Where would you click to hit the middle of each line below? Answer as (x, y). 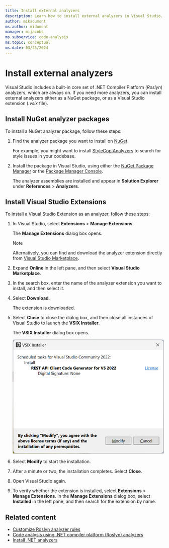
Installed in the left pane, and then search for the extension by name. (84, 501)
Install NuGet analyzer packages (57, 119)
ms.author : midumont (27, 27)
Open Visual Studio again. (39, 481)
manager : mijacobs (24, 32)
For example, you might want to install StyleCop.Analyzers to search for (87, 150)
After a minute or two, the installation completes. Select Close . (77, 471)
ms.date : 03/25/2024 (27, 48)
